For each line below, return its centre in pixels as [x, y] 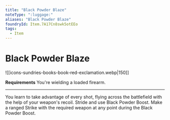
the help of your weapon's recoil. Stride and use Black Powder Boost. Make [84, 102]
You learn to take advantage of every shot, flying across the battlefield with [84, 97]
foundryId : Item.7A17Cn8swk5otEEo [42, 24]
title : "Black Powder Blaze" [36, 10]
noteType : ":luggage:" [29, 15]
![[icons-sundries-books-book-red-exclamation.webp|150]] [67, 72]
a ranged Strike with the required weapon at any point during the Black [79, 107]
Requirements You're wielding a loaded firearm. [56, 82]
